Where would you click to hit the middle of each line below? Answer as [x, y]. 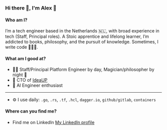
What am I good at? [26, 58]
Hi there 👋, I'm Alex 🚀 [31, 8]
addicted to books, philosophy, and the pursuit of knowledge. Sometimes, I [82, 42]
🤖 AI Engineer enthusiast [38, 85]
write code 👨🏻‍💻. [22, 47]
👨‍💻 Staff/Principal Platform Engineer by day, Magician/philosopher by [83, 70]
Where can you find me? [31, 111]
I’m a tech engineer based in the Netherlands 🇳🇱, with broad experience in [83, 31]
